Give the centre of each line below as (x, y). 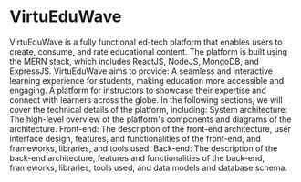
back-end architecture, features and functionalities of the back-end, (137, 157)
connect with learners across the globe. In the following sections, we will (146, 100)
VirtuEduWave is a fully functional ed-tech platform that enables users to (146, 42)
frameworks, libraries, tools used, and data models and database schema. (149, 167)
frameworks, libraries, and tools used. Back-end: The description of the (144, 148)
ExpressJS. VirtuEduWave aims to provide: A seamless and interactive (141, 71)
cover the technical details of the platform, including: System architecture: (149, 109)
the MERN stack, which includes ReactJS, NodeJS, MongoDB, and (135, 61)
